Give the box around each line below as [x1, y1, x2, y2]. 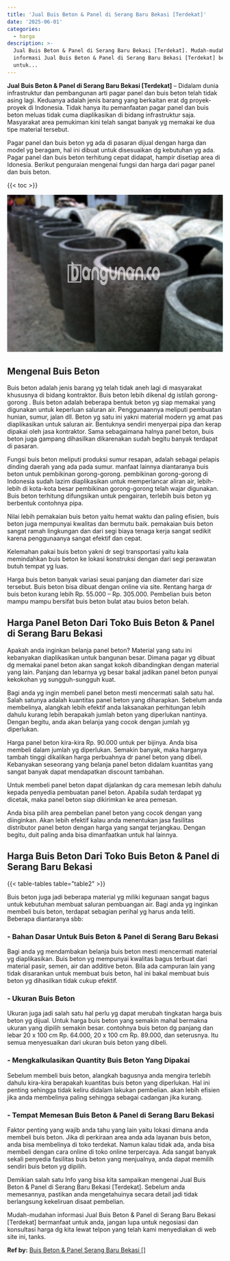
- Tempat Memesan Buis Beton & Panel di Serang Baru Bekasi [7, 1110, 214, 1120]
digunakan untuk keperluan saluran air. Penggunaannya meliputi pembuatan [7, 406, 222, 414]
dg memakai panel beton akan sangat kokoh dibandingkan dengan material [7, 660, 219, 669]
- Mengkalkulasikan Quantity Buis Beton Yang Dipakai [7, 1056, 190, 1065]
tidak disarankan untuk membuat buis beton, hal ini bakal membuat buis [7, 969, 210, 977]
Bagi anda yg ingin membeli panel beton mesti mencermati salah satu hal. [7, 689, 215, 697]
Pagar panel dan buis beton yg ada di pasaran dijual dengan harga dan [7, 138, 207, 147]
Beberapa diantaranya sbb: [7, 914, 84, 923]
